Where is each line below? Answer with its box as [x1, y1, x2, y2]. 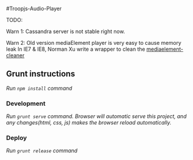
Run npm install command [6, 84, 73, 92]
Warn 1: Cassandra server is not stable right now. [6, 28, 125, 35]
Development [6, 99, 46, 107]
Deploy [6, 134, 27, 142]
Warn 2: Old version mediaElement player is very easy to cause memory [6, 40, 182, 46]
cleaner [6, 52, 25, 58]
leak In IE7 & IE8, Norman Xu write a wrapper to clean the [6, 45, 146, 53]
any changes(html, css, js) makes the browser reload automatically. [6, 119, 172, 126]
